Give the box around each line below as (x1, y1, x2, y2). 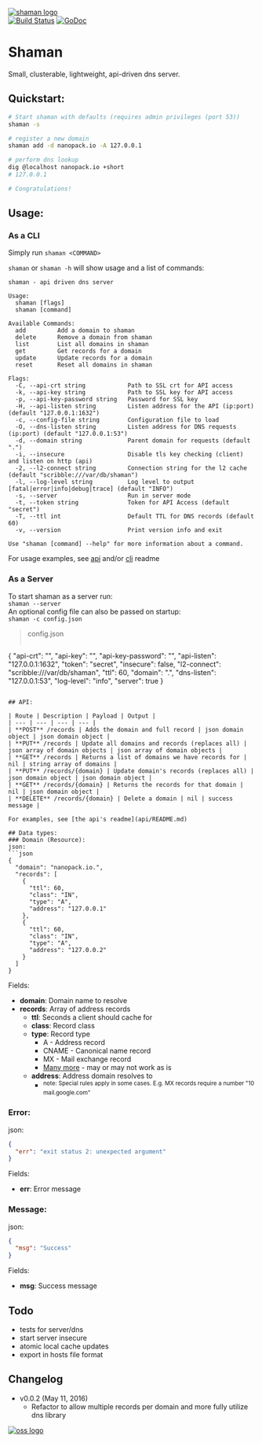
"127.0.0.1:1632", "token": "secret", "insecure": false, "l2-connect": (8, 659, 221, 669)
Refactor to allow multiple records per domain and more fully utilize (31, 1401, 249, 1412)
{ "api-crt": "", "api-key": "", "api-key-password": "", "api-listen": (8, 651, 217, 660)
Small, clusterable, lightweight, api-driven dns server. (8, 69, 180, 79)
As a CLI (8, 231, 41, 242)
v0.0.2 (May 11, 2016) (19, 1393, 89, 1403)
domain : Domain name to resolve (19, 995, 128, 1005)
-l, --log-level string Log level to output (15, 478, 195, 486)
